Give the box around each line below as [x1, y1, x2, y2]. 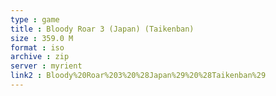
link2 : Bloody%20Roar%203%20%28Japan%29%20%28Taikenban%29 [10, 71, 267, 81]
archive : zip [10, 52, 70, 62]
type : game [10, 14, 60, 25]
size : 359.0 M [10, 33, 74, 43]
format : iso [10, 42, 65, 53]
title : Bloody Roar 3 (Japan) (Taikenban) [10, 24, 195, 34]
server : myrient [10, 61, 83, 71]
